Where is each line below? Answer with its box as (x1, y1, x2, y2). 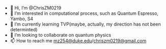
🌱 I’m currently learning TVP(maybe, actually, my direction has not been (10, 21, 161, 27)
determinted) (10, 27, 38, 33)
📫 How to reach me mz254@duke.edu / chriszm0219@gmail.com (10, 38, 147, 43)
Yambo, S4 (10, 16, 34, 21)
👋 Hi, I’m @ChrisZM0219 (10, 5, 62, 11)
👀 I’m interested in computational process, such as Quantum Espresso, (10, 10, 159, 16)
